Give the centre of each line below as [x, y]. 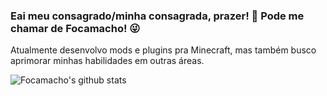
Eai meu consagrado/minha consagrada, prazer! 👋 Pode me [157, 16]
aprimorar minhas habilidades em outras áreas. [107, 61]
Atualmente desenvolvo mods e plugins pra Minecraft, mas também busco [163, 50]
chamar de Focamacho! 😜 [75, 28]
